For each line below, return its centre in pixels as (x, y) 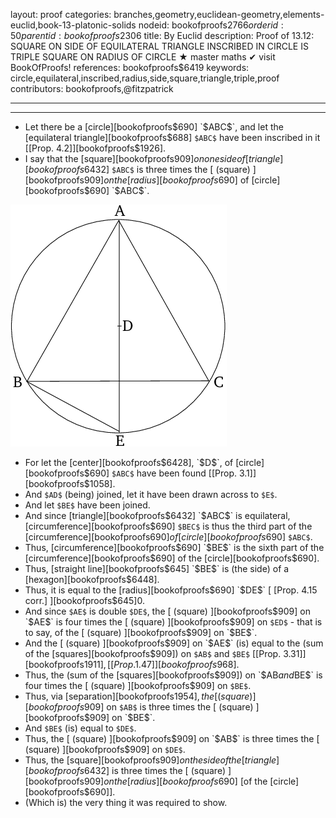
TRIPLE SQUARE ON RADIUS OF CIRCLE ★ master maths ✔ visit (143, 57)
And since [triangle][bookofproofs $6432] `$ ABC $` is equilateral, (157, 515)
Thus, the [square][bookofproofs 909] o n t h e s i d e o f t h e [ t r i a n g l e (150, 760)
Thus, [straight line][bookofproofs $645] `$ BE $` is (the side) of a (157, 568)
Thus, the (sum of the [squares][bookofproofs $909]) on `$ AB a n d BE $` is (173, 675)
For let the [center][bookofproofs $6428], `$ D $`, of (129, 462)
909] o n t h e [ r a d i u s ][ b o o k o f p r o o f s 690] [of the (175, 781)
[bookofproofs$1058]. (70, 483)
